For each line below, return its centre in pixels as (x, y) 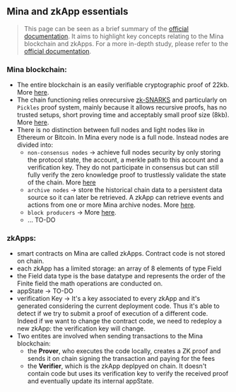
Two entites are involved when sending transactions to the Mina (110, 336)
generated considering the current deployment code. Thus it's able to (118, 306)
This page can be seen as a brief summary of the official (106, 28)
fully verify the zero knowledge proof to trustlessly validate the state (127, 175)
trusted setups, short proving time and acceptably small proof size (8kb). (123, 115)
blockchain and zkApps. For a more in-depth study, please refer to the (126, 43)
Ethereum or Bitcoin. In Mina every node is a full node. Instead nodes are (123, 138)
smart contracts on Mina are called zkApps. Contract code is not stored (121, 254)
